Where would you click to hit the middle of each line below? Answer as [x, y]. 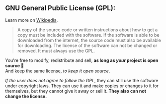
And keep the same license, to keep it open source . [58, 71]
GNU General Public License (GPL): [60, 8]
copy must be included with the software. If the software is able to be [88, 35]
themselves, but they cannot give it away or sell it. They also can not [76, 91]
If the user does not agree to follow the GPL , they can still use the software [82, 80]
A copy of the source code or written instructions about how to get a [87, 30]
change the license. [26, 96]
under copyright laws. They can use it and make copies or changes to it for [82, 86]
